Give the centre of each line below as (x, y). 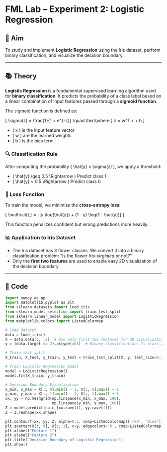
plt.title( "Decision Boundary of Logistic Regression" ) (64, 440)
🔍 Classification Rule (32, 154)
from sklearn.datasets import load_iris (48, 307)
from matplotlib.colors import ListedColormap (54, 321)
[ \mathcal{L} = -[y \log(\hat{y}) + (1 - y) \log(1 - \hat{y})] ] (65, 215)
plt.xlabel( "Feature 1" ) (31, 431)
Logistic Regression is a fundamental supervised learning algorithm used (81, 90)
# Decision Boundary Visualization (42, 385)
